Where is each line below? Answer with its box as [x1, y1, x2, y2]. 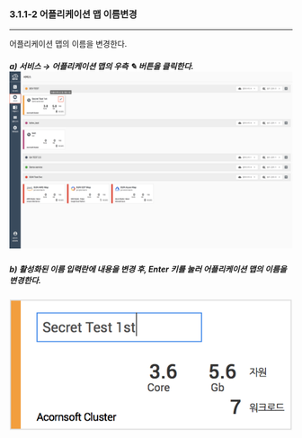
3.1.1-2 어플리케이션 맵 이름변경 [9, 7, 138, 20]
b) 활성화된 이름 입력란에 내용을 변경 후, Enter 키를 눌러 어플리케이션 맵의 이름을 [9, 264, 288, 275]
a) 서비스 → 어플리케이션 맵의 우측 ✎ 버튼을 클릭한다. [9, 60, 194, 71]
